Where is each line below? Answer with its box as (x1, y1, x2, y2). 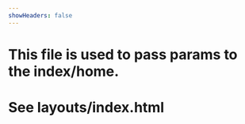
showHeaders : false (8, 11, 73, 20)
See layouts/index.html (8, 99, 165, 116)
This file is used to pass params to (8, 45, 238, 63)
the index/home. (8, 62, 120, 80)
